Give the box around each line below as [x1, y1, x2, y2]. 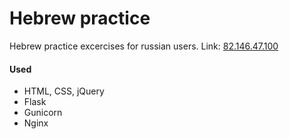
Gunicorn [23, 107, 63, 119]
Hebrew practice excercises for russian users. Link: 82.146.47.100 [9, 40, 279, 52]
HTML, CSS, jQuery [23, 85, 105, 97]
